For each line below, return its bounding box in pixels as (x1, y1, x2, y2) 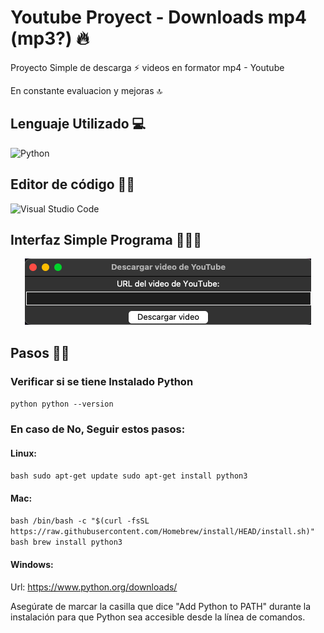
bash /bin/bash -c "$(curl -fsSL (10, 516, 150, 526)
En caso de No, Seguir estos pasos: (10, 422, 186, 436)
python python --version (10, 399, 114, 410)
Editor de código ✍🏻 (10, 176, 136, 193)
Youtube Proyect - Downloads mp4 (10, 6, 307, 29)
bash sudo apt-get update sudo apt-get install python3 (10, 471, 248, 481)
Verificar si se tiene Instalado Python (10, 374, 194, 388)
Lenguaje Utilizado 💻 (10, 116, 147, 133)
